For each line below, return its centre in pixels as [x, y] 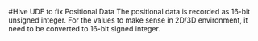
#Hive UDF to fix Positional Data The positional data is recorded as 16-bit [129, 12]
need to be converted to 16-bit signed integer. [85, 29]
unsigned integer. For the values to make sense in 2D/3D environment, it [128, 20]
